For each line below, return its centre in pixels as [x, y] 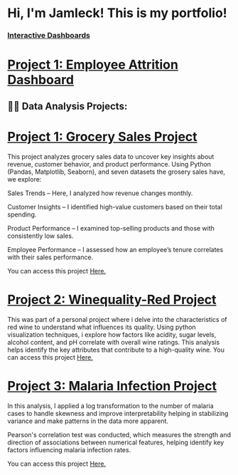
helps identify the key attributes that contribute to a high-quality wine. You [116, 350]
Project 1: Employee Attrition [93, 65]
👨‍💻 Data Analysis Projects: [67, 106]
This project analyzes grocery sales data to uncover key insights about [111, 156]
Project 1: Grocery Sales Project [102, 136]
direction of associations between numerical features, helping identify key [116, 442]
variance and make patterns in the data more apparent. [88, 421]
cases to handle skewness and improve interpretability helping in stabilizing [118, 413]
